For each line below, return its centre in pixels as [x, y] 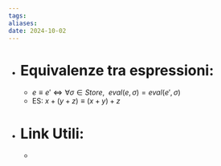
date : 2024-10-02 [37, 30]
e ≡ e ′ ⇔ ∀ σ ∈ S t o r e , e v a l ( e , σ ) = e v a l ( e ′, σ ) [106, 92]
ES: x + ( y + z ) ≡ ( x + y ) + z [76, 101]
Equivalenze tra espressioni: [117, 70]
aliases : [23, 23]
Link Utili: [52, 134]
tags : [17, 16]
